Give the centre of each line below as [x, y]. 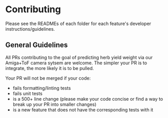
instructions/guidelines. [30, 29]
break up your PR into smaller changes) [54, 104]
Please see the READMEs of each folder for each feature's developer [78, 23]
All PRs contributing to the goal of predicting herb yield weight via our [79, 57]
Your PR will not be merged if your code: [48, 78]
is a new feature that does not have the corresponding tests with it [83, 110]
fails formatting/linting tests [42, 88]
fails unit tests [27, 93]
